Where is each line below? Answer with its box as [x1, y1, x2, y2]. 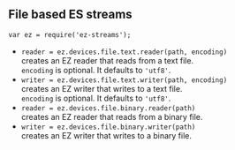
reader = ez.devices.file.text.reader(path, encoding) [20, 48, 228, 56]
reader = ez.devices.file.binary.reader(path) [20, 103, 196, 113]
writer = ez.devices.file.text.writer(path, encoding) [20, 75, 228, 85]
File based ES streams [8, 7, 133, 22]
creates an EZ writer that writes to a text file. [20, 83, 183, 94]
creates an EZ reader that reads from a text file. [20, 55, 194, 65]
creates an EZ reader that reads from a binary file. [20, 111, 203, 122]
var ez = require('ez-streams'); [8, 30, 132, 39]
